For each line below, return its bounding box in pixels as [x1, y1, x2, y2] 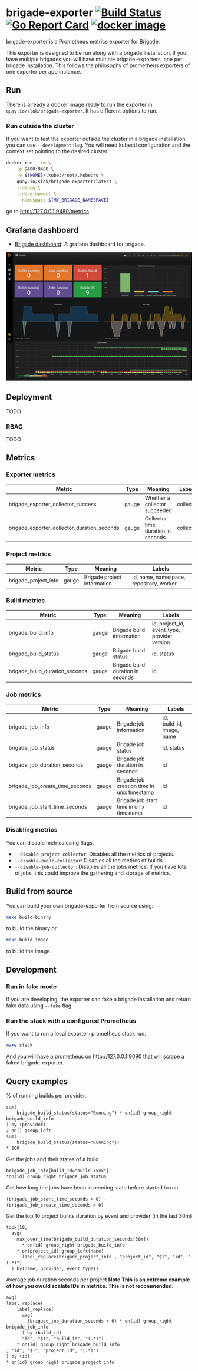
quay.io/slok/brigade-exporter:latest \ [16, 179, 117, 184]
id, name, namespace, [132, 574, 186, 581]
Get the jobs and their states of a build [6, 1155, 99, 1162]
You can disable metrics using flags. [6, 839, 94, 846]
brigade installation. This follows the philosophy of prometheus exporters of [6, 62, 190, 69]
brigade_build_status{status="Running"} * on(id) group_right [16, 1110, 173, 1116]
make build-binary [6, 914, 51, 920]
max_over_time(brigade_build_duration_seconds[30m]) [16, 1236, 149, 1242]
